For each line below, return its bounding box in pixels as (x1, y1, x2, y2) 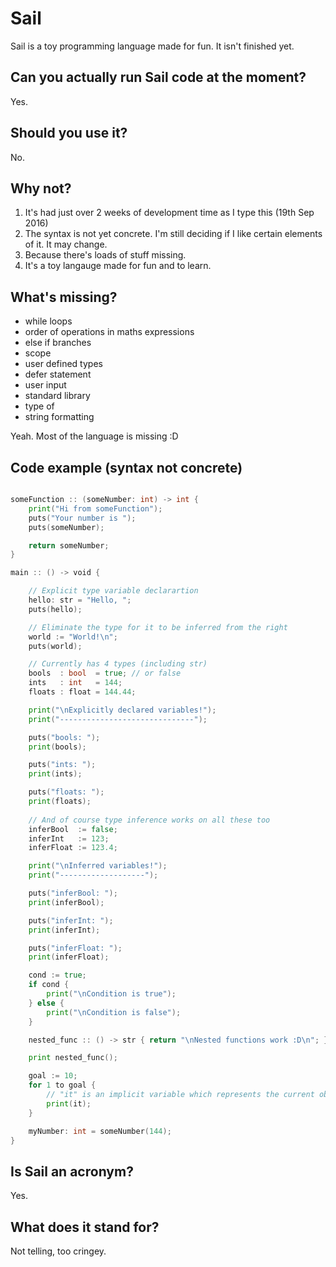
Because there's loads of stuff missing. (24, 249, 187, 261)
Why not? (10, 180, 72, 197)
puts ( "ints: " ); (28, 760, 97, 770)
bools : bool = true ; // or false (28, 668, 182, 679)
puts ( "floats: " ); (28, 787, 105, 797)
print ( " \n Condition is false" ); (46, 1007, 182, 1017)
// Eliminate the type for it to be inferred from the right (28, 622, 288, 632)
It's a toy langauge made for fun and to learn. (24, 260, 212, 272)
